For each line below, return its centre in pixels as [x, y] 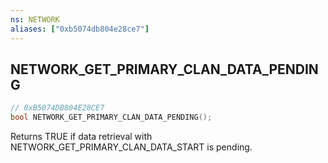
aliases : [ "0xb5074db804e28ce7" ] [80, 29]
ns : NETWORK [35, 19]
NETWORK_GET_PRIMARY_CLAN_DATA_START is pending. [131, 147]
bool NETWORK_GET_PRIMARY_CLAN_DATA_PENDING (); [111, 117]
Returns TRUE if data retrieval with [81, 137]
